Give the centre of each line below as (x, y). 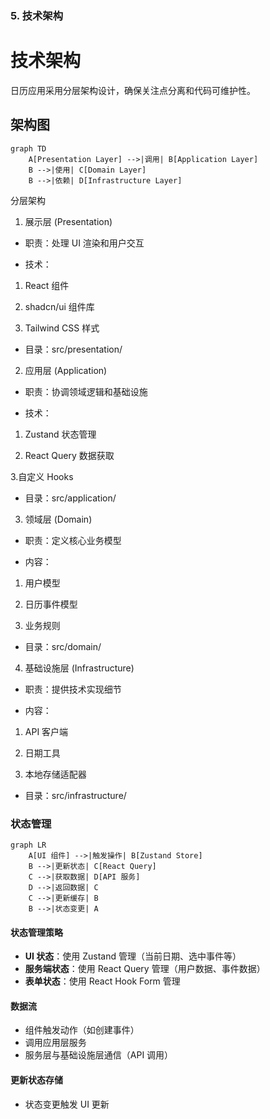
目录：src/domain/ (63, 646)
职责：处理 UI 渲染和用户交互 (84, 243)
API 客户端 (46, 731)
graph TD (28, 148)
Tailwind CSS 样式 (62, 328)
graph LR (28, 845)
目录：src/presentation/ (73, 349)
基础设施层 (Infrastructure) (79, 668)
